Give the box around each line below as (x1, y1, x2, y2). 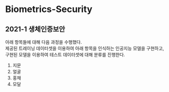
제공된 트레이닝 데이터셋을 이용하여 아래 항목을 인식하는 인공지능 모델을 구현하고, (5, 45, 164, 51)
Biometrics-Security (5, 4, 92, 15)
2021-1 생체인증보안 (5, 25, 66, 33)
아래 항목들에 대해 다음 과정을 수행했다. (5, 39, 82, 45)
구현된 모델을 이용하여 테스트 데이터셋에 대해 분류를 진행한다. (5, 52, 125, 57)
